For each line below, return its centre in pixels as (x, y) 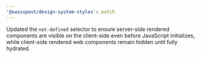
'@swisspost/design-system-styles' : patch (61, 12)
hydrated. (18, 48)
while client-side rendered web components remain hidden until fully (92, 42)
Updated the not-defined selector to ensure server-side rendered (88, 29)
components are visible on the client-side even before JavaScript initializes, (101, 35)
